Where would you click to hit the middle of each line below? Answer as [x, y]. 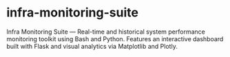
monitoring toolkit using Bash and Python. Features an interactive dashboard [115, 38]
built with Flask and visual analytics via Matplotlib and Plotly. [92, 46]
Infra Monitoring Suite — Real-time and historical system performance [106, 32]
